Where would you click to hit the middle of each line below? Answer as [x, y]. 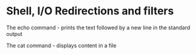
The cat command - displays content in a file [61, 45]
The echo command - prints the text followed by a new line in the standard [98, 27]
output [14, 33]
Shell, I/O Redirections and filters [90, 11]
